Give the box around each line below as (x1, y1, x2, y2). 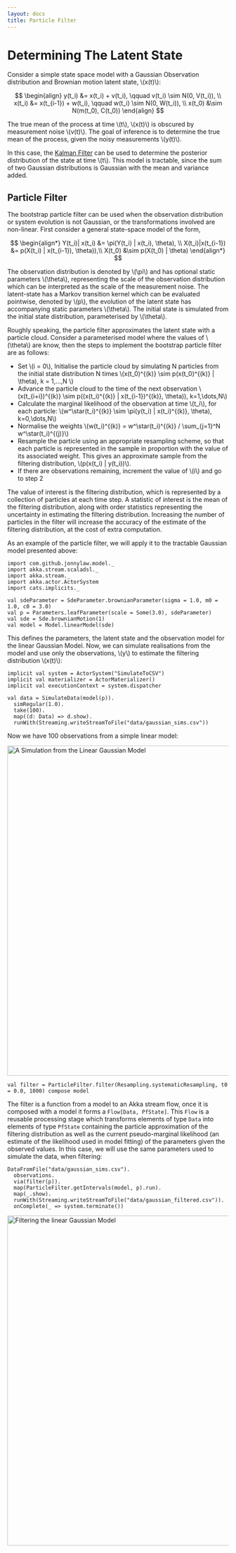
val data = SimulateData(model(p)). (7, 695, 114, 702)
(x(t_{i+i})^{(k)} (17, 392, 62, 401)
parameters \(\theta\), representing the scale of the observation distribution (7, 275, 225, 284)
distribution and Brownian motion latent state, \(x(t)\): (7, 78, 162, 87)
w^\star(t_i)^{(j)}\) (17, 429, 69, 438)
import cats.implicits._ (7, 585, 80, 592)
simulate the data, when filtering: (7, 1152, 103, 1161)
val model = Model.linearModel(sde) (7, 622, 114, 629)
